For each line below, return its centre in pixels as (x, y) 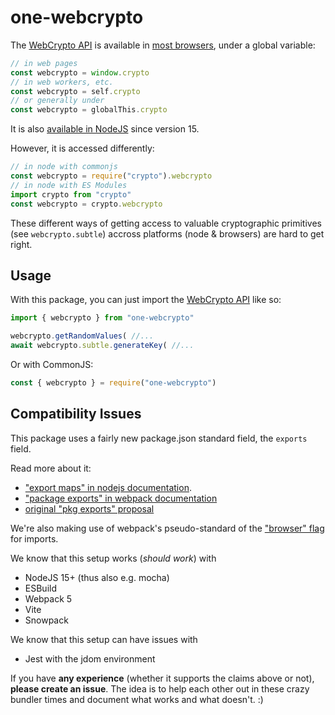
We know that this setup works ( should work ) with (113, 558)
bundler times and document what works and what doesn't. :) (137, 699)
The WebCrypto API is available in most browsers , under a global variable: (163, 45)
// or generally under (57, 101)
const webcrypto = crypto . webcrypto (86, 204)
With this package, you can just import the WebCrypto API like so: (146, 300)
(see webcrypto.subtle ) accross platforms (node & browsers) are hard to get (167, 233)
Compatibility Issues (76, 414)
